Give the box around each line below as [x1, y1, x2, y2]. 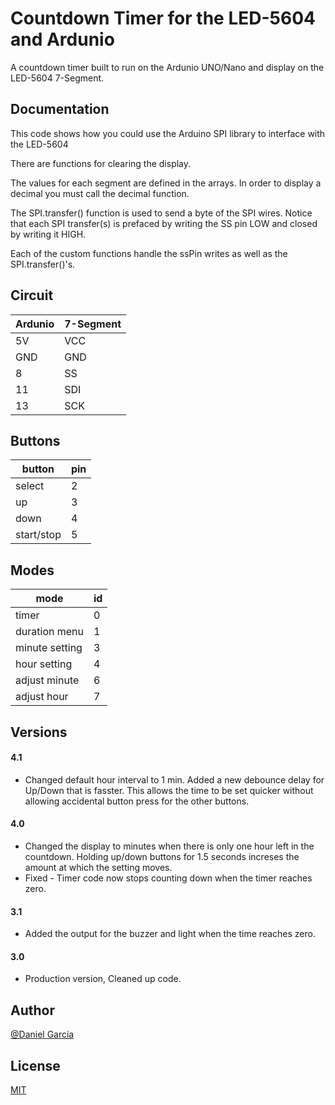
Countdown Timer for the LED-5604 [10, 7, 316, 30]
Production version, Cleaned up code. [24, 973, 182, 985]
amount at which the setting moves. [24, 861, 173, 873]
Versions [10, 723, 68, 741]
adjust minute [15, 673, 80, 687]
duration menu [15, 625, 84, 639]
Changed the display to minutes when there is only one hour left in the [24, 840, 315, 852]
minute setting [15, 641, 83, 655]
